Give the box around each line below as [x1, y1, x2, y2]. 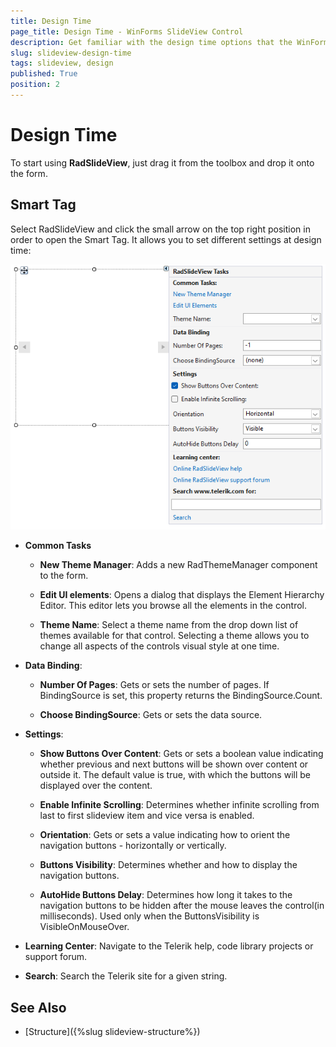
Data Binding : [24, 660, 83, 672]
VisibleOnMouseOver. [39, 921, 130, 933]
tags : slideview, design [10, 58, 114, 69]
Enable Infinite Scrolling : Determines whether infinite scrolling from [39, 799, 320, 811]
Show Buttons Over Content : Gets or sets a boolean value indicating [39, 748, 324, 760]
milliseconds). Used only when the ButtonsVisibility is [39, 910, 260, 922]
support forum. [24, 951, 88, 963]
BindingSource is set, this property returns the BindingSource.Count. [39, 690, 323, 702]
